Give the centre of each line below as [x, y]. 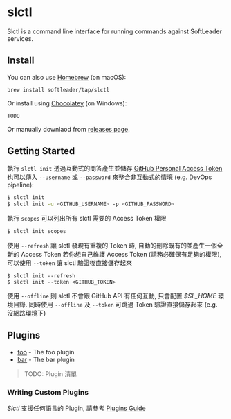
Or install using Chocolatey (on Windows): [67, 103]
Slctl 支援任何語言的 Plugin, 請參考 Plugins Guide [77, 408]
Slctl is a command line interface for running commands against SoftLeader [115, 31]
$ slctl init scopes [37, 232]
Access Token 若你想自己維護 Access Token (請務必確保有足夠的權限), [121, 254]
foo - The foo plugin [46, 352]
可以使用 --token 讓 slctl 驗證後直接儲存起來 [70, 263]
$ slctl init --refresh [41, 276]
